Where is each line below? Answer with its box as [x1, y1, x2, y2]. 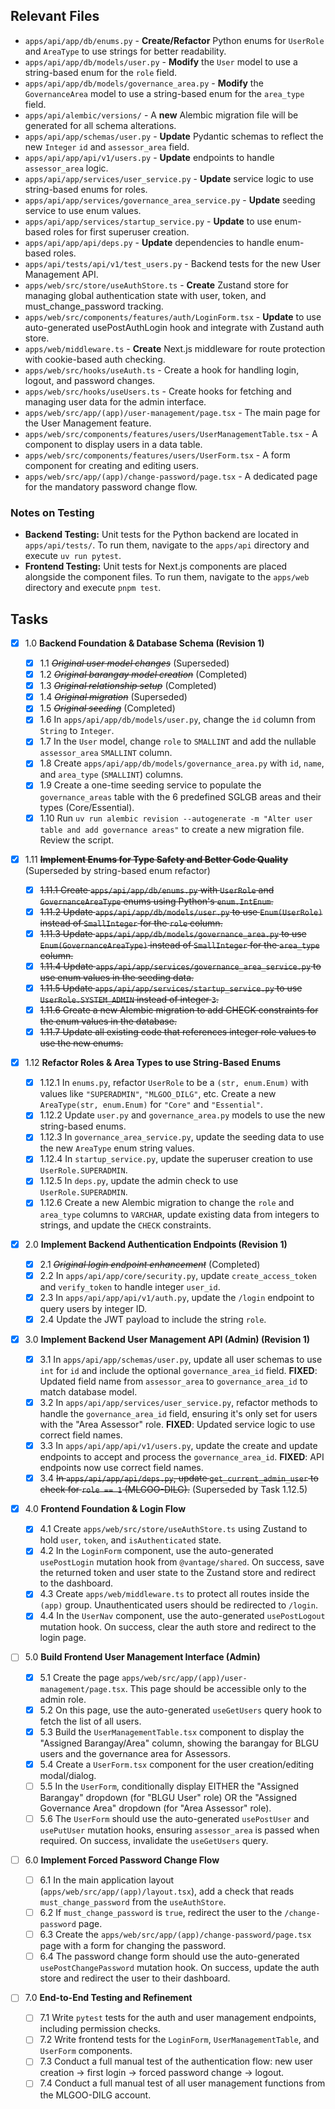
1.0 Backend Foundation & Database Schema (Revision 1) [24, 637, 265, 649]
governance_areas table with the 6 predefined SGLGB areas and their [39, 790, 322, 803]
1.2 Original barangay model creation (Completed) [39, 669, 248, 681]
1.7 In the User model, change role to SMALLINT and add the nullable [39, 735, 317, 748]
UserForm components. [39, 2045, 133, 2057]
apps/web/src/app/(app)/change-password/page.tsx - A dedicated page [24, 470, 318, 482]
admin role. [39, 1693, 87, 1705]
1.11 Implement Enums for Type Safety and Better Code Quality [24, 853, 289, 865]
